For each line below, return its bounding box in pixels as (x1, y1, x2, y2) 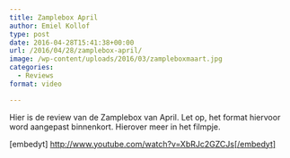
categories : (9, 63, 54, 72)
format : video (9, 79, 63, 88)
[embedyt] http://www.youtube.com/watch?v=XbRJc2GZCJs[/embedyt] (9, 138, 277, 149)
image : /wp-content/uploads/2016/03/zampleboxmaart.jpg (9, 54, 223, 63)
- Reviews (17, 71, 54, 80)
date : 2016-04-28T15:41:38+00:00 (9, 37, 135, 47)
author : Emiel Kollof (9, 21, 91, 30)
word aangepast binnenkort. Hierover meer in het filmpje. (9, 121, 221, 132)
